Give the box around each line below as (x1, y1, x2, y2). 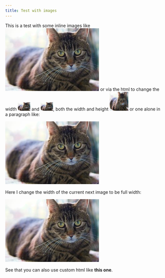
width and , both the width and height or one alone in (5, 106, 160, 112)
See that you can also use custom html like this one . (5, 266, 113, 273)
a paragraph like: (5, 111, 40, 117)
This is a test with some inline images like (5, 23, 90, 29)
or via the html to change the (99, 86, 159, 92)
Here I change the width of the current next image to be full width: (5, 189, 141, 195)
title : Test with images (5, 8, 57, 13)
